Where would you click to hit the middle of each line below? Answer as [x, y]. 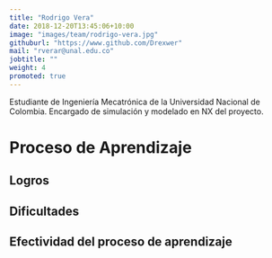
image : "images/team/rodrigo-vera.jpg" [84, 34]
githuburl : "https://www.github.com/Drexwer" [96, 43]
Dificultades [44, 211]
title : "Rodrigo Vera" [52, 18]
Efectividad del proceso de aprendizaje [121, 242]
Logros [29, 181]
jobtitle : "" [34, 59]
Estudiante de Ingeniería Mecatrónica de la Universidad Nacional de [135, 102]
